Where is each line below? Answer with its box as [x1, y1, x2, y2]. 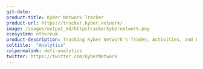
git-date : [6, 8, 31, 15]
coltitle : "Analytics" [6, 43, 66, 49]
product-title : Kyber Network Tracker [6, 14, 104, 20]
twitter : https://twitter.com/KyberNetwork [6, 53, 118, 59]
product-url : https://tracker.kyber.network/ [6, 20, 123, 26]
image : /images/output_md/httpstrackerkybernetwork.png [6, 25, 150, 32]
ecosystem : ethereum [6, 31, 59, 37]
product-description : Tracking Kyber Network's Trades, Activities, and [6, 37, 193, 43]
